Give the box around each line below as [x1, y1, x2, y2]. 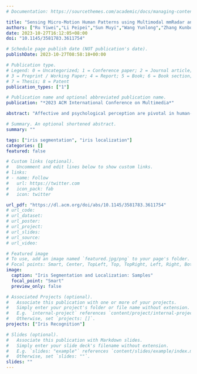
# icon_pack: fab [6, 186, 54, 192]
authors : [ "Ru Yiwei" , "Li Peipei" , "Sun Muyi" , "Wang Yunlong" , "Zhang [6, 25, 177, 30]
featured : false [6, 148, 46, 154]
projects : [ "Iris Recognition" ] [6, 321, 85, 327]
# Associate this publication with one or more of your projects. [6, 300, 177, 305]
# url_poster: [6, 218, 41, 225]
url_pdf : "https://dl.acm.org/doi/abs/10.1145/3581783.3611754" [6, 202, 167, 208]
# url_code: [6, 208, 35, 213]
